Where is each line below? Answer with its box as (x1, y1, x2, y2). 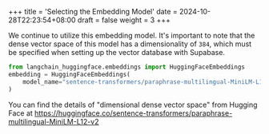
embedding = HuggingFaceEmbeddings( (8, 70, 130, 78)
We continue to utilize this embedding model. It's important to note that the (8, 31, 255, 40)
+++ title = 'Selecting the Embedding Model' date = (8, 7, 178, 16)
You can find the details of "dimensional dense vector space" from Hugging (8, 100, 258, 109)
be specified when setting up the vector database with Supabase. (8, 48, 226, 57)
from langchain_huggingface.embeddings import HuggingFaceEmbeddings (8, 63, 246, 71)
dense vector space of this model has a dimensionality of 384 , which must (8, 39, 252, 49)
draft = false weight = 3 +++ (77, 15, 171, 25)
